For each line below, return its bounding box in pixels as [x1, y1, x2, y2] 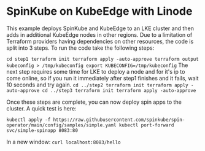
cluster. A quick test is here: [6, 104, 77, 112]
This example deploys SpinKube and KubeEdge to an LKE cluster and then [6, 25, 195, 32]
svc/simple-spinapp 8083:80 [6, 127, 79, 133]
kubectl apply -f [6, 117, 51, 123]
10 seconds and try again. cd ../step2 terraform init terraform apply [6, 81, 188, 88]
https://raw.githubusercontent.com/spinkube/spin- [53, 117, 185, 123]
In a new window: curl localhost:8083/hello [6, 138, 121, 145]
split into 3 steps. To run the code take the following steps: [6, 44, 155, 52]
